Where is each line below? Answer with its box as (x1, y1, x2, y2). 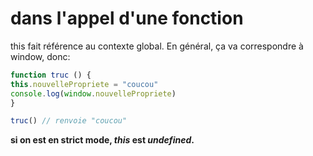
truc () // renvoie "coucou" (10, 116, 128, 126)
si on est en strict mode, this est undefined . (10, 134, 195, 146)
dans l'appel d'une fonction (10, 7, 244, 30)
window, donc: (10, 50, 71, 62)
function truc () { (10, 70, 92, 80)
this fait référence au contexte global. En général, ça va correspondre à (10, 40, 304, 52)
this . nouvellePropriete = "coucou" (10, 79, 159, 89)
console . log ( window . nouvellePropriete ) (10, 88, 177, 99)
